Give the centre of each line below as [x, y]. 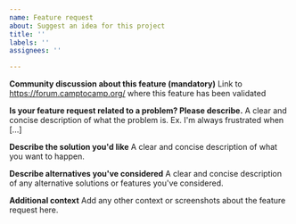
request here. [34, 210]
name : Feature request [51, 17]
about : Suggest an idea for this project [87, 26]
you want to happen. [47, 156]
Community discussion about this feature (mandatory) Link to [126, 84]
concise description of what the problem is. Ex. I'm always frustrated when [147, 120]
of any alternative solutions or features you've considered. [117, 183]
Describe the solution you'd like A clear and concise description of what [144, 147]
